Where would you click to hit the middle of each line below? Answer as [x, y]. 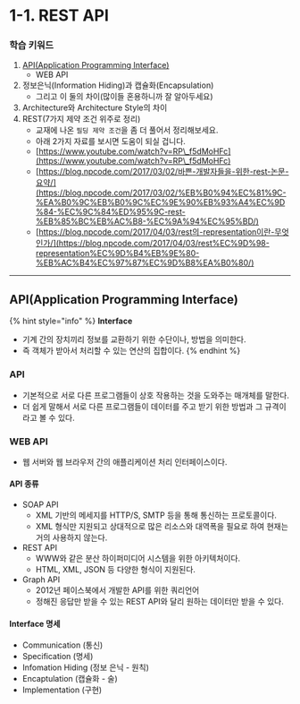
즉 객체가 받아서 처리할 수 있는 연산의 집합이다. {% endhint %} [131, 351]
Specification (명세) [58, 657]
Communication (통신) [62, 645]
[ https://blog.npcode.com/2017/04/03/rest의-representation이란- [155, 232]
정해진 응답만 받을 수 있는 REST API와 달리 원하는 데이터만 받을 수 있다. [159, 602]
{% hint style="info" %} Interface [71, 321]
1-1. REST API [59, 16]
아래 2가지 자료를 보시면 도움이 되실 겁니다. [110, 142]
